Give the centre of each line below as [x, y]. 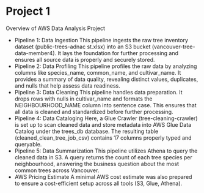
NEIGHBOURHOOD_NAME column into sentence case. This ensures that [105, 105]
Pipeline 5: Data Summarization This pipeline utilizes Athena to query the [106, 151]
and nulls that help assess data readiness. [67, 85]
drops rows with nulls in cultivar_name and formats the [83, 99]
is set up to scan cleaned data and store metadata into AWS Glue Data [103, 124]
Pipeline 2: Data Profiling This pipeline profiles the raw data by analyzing [106, 66]
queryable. [28, 144]
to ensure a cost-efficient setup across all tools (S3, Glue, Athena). [98, 183]
